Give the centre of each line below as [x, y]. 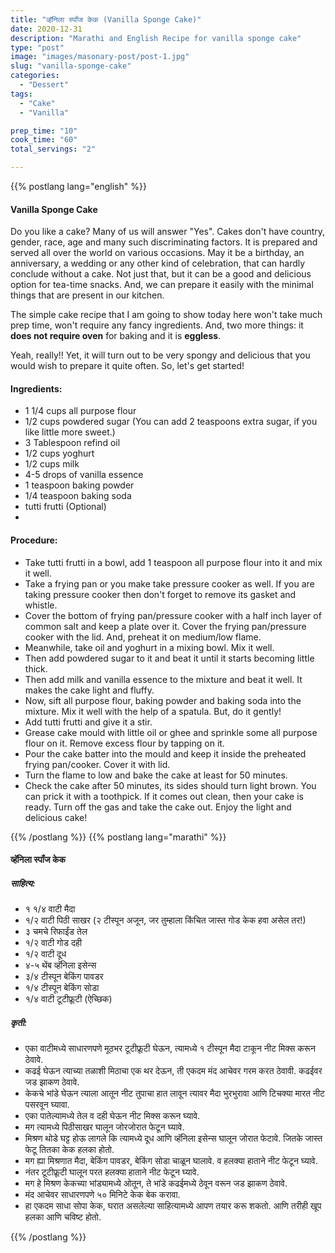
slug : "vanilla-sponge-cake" [71, 66]
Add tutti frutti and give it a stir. [88, 722]
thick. [36, 668]
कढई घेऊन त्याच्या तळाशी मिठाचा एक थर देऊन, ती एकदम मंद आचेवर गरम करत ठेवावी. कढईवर [173, 1071]
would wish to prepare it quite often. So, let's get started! [127, 366]
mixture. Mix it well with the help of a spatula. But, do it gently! [153, 711]
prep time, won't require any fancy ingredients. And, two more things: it [157, 325]
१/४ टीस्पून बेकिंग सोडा [62, 988]
